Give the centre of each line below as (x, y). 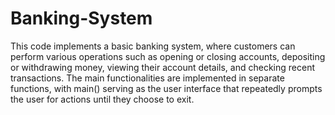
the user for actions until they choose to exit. (102, 99)
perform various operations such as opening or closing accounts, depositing (168, 56)
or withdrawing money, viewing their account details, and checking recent (162, 67)
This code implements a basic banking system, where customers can (153, 46)
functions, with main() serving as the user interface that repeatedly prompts (166, 88)
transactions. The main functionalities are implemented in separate (147, 78)
